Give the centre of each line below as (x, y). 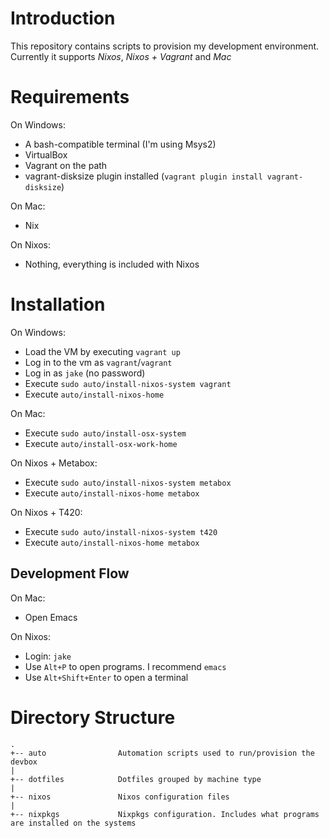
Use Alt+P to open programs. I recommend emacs (125, 666)
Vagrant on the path (66, 165)
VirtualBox (46, 154)
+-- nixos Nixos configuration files (120, 797)
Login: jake (48, 656)
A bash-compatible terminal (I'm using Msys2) (120, 144)
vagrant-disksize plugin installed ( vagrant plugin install (143, 176)
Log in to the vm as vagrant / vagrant (98, 362)
